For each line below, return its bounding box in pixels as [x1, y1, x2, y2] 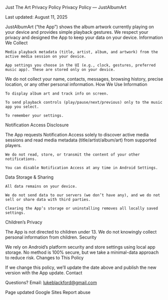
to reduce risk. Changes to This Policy [5, 255, 84, 261]
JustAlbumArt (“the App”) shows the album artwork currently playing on [5, 24, 154, 30]
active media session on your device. [5, 54, 86, 59]
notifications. [5, 157, 37, 162]
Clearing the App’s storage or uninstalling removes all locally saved [5, 206, 158, 211]
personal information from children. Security [5, 234, 97, 240]
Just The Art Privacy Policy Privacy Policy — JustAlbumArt [5, 5, 127, 10]
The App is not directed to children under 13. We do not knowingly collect [5, 229, 157, 235]
